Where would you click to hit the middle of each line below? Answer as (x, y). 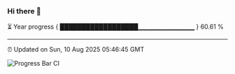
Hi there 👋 (24, 11)
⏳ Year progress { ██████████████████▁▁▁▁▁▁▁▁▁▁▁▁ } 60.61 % (115, 27)
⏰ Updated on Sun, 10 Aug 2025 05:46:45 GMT (76, 50)
